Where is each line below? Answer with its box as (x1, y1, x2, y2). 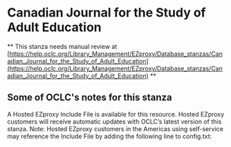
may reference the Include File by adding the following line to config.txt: (7, 132, 212, 140)
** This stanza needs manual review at (7, 42, 118, 50)
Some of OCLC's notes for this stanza (7, 92, 172, 104)
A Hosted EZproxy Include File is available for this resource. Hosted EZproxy (7, 110, 225, 118)
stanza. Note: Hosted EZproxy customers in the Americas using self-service (7, 124, 223, 133)
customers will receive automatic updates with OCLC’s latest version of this (7, 117, 222, 126)
